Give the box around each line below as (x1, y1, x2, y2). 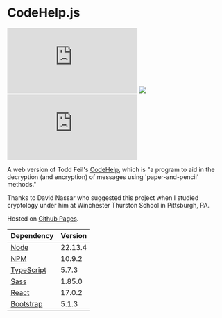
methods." (7, 180, 37, 188)
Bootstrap (10, 299, 43, 308)
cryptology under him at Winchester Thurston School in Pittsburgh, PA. (7, 201, 210, 209)
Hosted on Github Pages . (7, 214, 79, 223)
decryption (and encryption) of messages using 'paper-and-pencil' (7, 172, 199, 181)
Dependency (10, 231, 54, 240)
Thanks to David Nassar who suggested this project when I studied (7, 193, 199, 202)
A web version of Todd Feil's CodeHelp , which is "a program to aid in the (7, 165, 215, 174)
